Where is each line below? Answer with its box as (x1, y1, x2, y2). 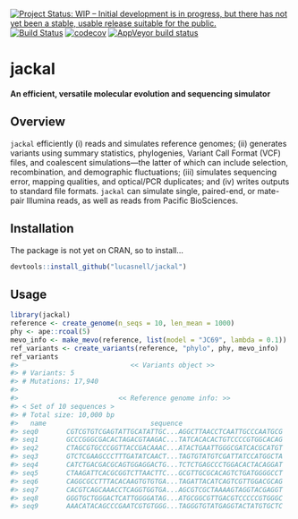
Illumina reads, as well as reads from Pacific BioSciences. (26, 195, 239, 206)
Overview (10, 115, 66, 130)
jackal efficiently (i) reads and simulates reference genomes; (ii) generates (10, 138, 287, 149)
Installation (10, 221, 74, 236)
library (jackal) (10, 311, 71, 319)
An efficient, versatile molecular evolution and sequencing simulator (10, 88, 271, 98)
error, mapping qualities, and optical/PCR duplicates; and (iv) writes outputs (10, 175, 290, 187)
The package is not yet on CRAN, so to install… (10, 244, 184, 255)
